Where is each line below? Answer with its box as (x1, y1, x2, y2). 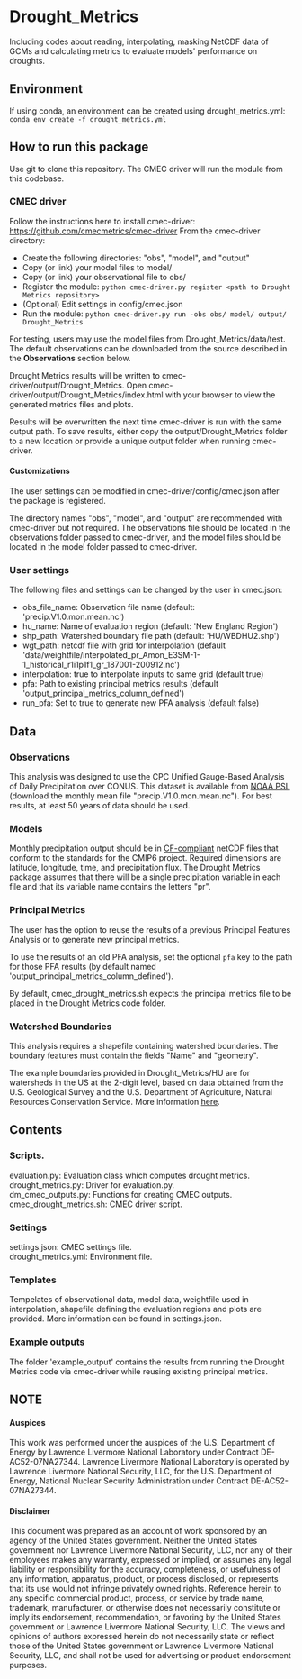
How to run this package (9, 140, 149, 155)
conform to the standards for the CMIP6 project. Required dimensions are (9, 853, 281, 863)
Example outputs (9, 1336, 85, 1348)
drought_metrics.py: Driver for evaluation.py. (9, 1179, 175, 1191)
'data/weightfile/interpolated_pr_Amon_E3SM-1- (22, 650, 200, 661)
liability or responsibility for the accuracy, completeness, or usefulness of (9, 1564, 281, 1574)
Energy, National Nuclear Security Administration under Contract (9, 1475, 249, 1486)
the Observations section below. (9, 352, 131, 363)
